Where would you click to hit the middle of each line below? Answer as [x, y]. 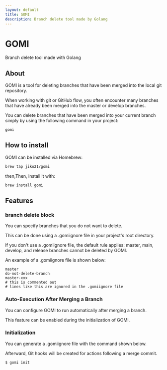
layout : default [22, 10]
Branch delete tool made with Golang [43, 57]
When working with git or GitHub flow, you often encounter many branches [82, 100]
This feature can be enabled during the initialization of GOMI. [68, 320]
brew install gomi [24, 185]
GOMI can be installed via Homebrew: [44, 157]
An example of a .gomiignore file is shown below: [55, 260]
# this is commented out [31, 283]
